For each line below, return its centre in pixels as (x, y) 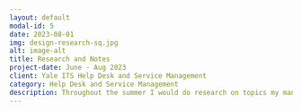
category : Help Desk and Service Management (94, 84)
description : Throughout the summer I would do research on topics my (144, 92)
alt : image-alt (38, 51)
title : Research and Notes (60, 59)
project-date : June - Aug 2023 (68, 68)
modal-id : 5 (31, 26)
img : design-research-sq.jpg (64, 43)
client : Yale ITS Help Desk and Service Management (108, 76)
